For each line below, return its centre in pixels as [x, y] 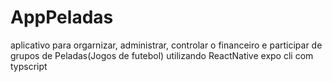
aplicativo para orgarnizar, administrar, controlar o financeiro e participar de [166, 45]
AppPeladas [62, 17]
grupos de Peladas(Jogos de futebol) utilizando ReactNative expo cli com [162, 55]
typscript [29, 66]
